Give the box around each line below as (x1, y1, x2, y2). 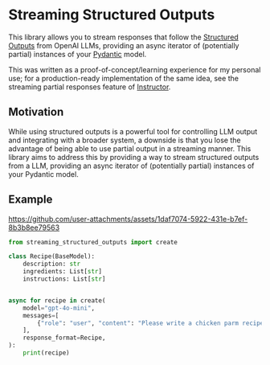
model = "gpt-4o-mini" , (22, 304, 95, 312)
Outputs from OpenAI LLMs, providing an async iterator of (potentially (8, 40, 239, 50)
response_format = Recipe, (22, 334, 106, 342)
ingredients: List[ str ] (22, 268, 103, 276)
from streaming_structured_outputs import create (8, 238, 178, 246)
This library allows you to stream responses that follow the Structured (8, 32, 239, 42)
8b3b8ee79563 (8, 223, 60, 232)
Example (8, 193, 53, 207)
